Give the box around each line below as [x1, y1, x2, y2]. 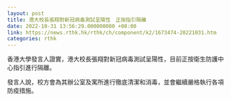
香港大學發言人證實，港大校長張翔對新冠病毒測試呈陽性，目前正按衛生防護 [7, 55, 218, 63]
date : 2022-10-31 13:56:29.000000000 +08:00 [7, 23, 137, 29]
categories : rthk [7, 35, 57, 42]
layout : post [7, 10, 45, 17]
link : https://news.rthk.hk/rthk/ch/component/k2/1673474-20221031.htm [7, 29, 217, 36]
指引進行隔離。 [12, 63, 56, 72]
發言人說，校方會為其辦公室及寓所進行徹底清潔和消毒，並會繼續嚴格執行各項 [7, 78, 224, 86]
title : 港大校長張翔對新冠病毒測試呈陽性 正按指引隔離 [7, 16, 146, 23]
